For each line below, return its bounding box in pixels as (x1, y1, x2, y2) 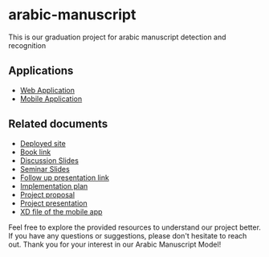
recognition (8, 40, 47, 50)
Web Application (19, 85, 75, 95)
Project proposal (19, 190, 75, 199)
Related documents (8, 117, 108, 131)
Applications (8, 64, 74, 78)
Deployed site (19, 138, 66, 148)
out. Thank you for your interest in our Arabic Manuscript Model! (8, 239, 222, 249)
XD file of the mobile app (19, 206, 103, 216)
